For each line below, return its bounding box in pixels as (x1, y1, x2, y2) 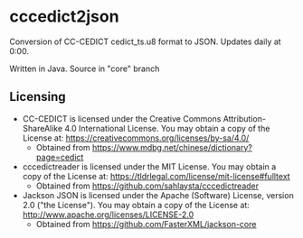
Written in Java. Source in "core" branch (9, 63, 160, 74)
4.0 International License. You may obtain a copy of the (64, 123, 270, 133)
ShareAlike (22, 123, 63, 133)
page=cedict (35, 151, 84, 162)
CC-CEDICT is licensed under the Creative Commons (22, 113, 222, 124)
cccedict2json (9, 6, 119, 27)
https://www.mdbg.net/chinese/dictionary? (91, 142, 253, 152)
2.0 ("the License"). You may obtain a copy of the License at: (22, 199, 251, 210)
